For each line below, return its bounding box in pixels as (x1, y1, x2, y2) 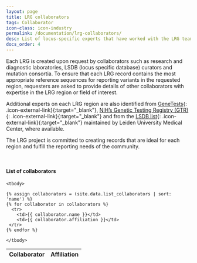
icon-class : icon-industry (6, 25, 72, 31)
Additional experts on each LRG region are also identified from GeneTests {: (6, 100, 188, 107)
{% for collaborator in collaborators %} (6, 201, 109, 208)
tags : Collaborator (6, 19, 54, 25)
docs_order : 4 (6, 42, 41, 48)
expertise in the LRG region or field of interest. (6, 89, 118, 96)
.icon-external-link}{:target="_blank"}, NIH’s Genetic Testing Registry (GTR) (6, 106, 189, 114)
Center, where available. (6, 125, 64, 132)
